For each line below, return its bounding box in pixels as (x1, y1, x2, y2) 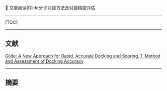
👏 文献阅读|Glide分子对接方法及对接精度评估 (5, 5, 95, 10)
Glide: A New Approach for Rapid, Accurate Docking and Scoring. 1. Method (5, 53, 161, 59)
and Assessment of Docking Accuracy (5, 58, 83, 64)
